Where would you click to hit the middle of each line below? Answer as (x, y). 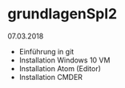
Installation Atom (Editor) (60, 68)
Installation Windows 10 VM (65, 60)
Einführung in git (46, 51)
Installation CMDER (51, 77)
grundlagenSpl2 (62, 14)
